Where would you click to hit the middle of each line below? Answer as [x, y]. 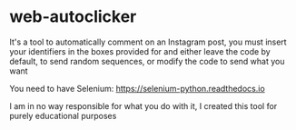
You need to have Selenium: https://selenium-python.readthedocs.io [137, 88]
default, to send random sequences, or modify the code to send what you [147, 61]
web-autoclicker [73, 17]
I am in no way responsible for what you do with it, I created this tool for [143, 105]
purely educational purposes [63, 115]
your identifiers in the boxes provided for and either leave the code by [140, 51]
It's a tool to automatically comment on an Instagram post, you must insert [148, 42]
